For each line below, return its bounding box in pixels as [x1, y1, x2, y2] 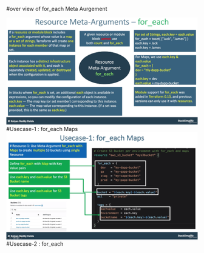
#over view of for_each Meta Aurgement [6, 5, 107, 12]
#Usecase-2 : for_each [6, 240, 64, 248]
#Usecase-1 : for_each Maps [6, 126, 78, 132]
